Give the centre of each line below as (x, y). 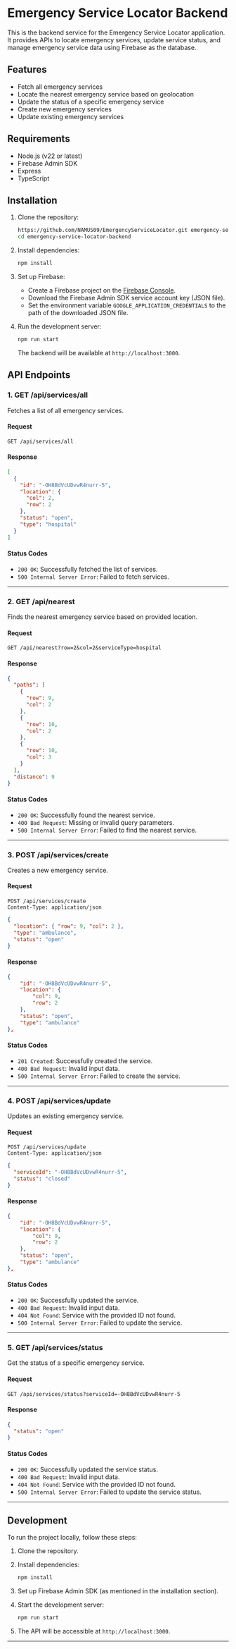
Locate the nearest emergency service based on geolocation (106, 94)
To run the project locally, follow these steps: (72, 1538)
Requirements (39, 139)
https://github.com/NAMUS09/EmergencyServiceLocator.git (103, 231)
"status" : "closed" (42, 1179)
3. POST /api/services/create (58, 854)
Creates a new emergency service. (58, 870)
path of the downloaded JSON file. (78, 313)
